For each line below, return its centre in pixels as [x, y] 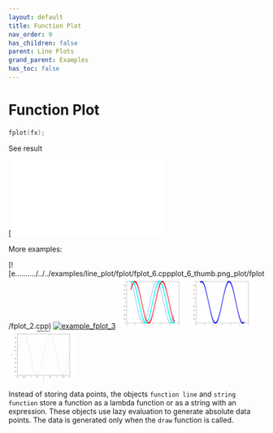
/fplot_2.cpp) [30, 326]
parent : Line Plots [41, 52]
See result [26, 148]
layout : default [36, 17]
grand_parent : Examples [49, 60]
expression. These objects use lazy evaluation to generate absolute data [130, 411]
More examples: [35, 249]
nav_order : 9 [30, 34]
